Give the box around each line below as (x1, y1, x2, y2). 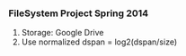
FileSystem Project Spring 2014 (8, 7, 149, 20)
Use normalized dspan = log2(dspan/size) (21, 36, 178, 47)
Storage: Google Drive (21, 28, 104, 38)
